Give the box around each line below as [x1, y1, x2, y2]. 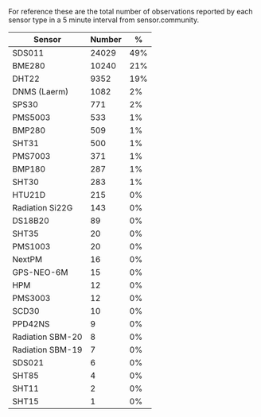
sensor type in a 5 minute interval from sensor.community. [8, 15, 200, 25]
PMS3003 [12, 293, 51, 303]
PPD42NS [12, 319, 50, 329]
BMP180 [12, 164, 46, 174]
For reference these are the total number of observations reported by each [8, 7, 253, 16]
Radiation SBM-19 [12, 345, 83, 355]
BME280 [12, 60, 45, 71]
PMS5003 [12, 112, 51, 122]
